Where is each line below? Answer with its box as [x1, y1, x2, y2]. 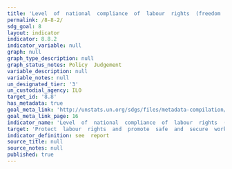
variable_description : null [7, 68, 88, 74]
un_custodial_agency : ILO [7, 87, 81, 94]
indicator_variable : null [7, 42, 81, 49]
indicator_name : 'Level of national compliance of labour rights [7, 119, 217, 126]
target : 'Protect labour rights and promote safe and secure [7, 126, 209, 132]
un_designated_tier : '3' [7, 81, 79, 88]
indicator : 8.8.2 [7, 36, 57, 43]
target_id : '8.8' [7, 94, 57, 101]
